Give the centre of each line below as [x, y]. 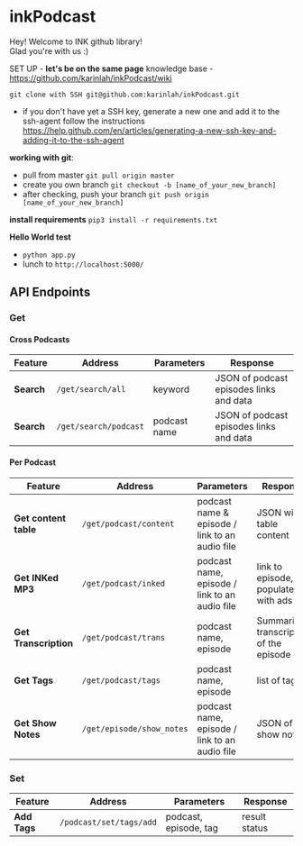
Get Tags [34, 680]
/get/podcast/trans [123, 637]
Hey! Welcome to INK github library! [76, 41]
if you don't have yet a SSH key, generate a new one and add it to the [151, 111]
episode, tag [192, 828]
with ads [275, 600]
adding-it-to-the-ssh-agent [73, 140]
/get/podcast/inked [123, 583]
